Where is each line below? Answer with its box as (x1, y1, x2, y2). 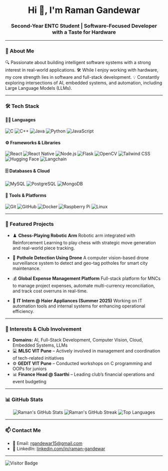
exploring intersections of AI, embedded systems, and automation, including (5, 80, 162, 86)
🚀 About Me (5, 48, 34, 55)
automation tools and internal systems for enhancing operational (12, 303, 145, 309)
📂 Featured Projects (5, 221, 54, 228)
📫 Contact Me (5, 427, 41, 434)
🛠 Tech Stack (5, 102, 39, 109)
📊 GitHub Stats (5, 396, 43, 403)
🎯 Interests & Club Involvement (5, 326, 81, 333)
